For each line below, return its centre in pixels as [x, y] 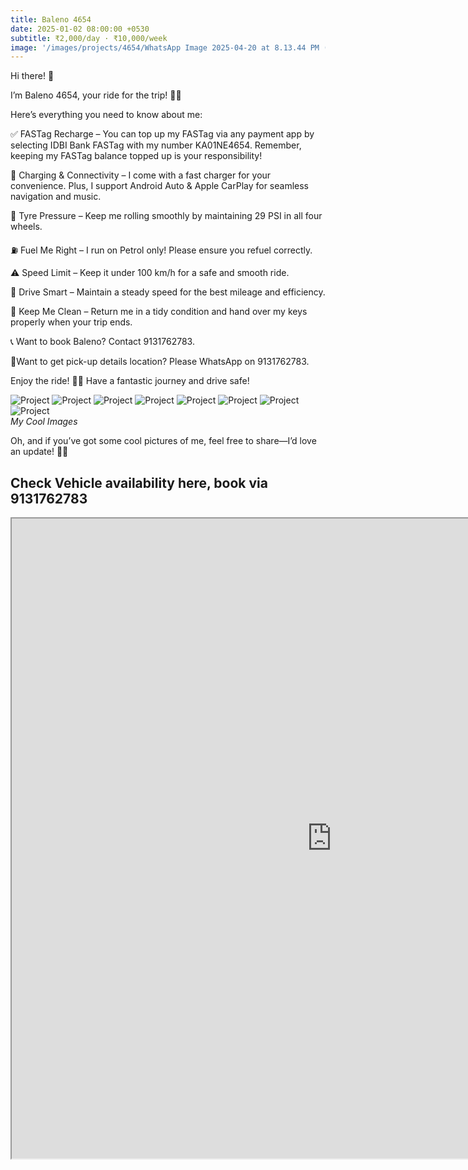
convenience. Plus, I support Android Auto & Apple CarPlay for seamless [160, 186]
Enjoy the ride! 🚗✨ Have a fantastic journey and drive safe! [130, 381]
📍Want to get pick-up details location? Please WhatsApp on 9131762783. [160, 362]
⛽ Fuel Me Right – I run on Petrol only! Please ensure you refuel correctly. [161, 250]
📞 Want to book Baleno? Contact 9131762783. [102, 342]
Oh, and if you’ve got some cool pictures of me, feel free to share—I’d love [163, 441]
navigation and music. [56, 197]
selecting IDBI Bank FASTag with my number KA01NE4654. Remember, [156, 145]
